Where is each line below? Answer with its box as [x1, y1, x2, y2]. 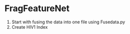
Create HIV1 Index [11, 24, 48, 30]
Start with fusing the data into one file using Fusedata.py [11, 19, 125, 25]
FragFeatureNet [4, 3, 70, 14]
